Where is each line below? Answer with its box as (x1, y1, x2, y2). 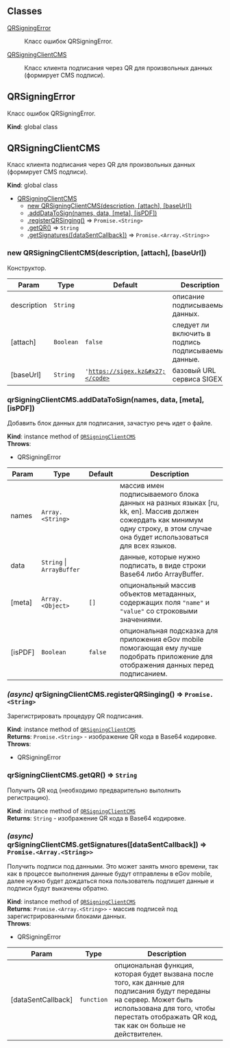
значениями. (119, 615, 163, 625)
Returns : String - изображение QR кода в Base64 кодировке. (7, 814, 186, 822)
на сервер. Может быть (114, 994, 193, 1004)
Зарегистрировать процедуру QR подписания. (7, 712, 144, 720)
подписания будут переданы (114, 986, 211, 996)
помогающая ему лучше (119, 643, 202, 653)
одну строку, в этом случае (119, 524, 212, 533)
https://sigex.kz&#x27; (88, 367, 166, 375)
